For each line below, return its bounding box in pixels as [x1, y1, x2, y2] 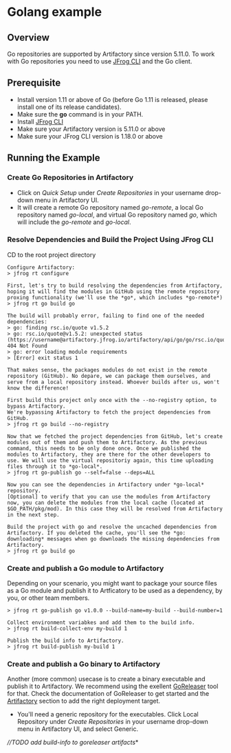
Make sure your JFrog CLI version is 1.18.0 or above [16, 132, 163, 140]
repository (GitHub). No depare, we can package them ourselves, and [7, 372, 211, 379]
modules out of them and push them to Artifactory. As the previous [7, 439, 208, 445]
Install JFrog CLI [16, 117, 64, 125]
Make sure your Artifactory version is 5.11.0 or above [16, 125, 166, 133]
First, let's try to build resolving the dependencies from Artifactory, [7, 282, 223, 289]
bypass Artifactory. [7, 403, 67, 410]
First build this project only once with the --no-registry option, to [7, 396, 217, 403]
